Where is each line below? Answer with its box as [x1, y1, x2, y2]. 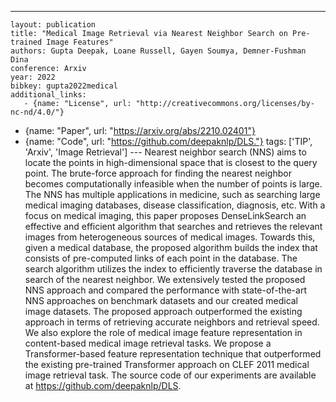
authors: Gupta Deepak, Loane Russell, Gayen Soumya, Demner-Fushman [10, 46, 307, 56]
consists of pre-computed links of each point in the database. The [24, 252, 298, 264]
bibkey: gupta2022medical [10, 81, 118, 91]
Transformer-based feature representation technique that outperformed [24, 348, 322, 360]
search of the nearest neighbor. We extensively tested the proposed [24, 274, 306, 285]
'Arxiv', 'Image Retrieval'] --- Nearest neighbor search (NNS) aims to [24, 146, 307, 158]
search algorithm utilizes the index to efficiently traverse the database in [24, 263, 323, 275]
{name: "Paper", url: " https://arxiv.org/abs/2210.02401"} [24, 125, 256, 136]
